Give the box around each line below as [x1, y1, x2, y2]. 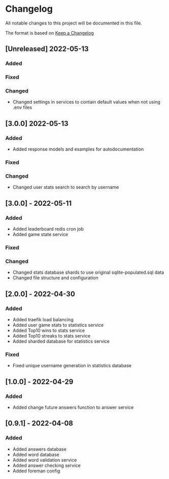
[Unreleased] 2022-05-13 [5, 44, 89, 54]
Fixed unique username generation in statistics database [12, 363, 132, 369]
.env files [12, 104, 32, 110]
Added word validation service [12, 457, 77, 463]
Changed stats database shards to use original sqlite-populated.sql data [12, 269, 164, 276]
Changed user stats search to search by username [12, 184, 119, 190]
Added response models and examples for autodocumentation [12, 146, 144, 152]
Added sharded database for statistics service [12, 338, 110, 344]
